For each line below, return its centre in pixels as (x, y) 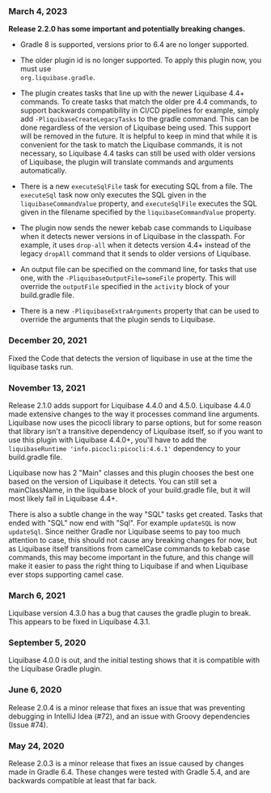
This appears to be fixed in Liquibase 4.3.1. (80, 622)
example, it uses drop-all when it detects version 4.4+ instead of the (135, 245)
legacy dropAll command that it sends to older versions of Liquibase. (135, 254)
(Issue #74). (28, 725)
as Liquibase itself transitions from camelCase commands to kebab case (129, 548)
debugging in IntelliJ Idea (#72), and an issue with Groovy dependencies (129, 716)
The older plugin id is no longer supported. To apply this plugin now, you (141, 60)
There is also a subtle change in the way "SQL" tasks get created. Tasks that (135, 514)
